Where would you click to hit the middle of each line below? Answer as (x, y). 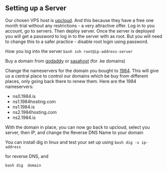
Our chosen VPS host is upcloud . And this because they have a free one (79, 20)
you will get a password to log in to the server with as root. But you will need (84, 36)
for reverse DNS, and (27, 156)
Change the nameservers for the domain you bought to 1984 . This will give (82, 70)
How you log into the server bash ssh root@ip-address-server (69, 51)
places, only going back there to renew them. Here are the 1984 (71, 81)
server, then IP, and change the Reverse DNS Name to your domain (74, 132)
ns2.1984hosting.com (34, 112)
